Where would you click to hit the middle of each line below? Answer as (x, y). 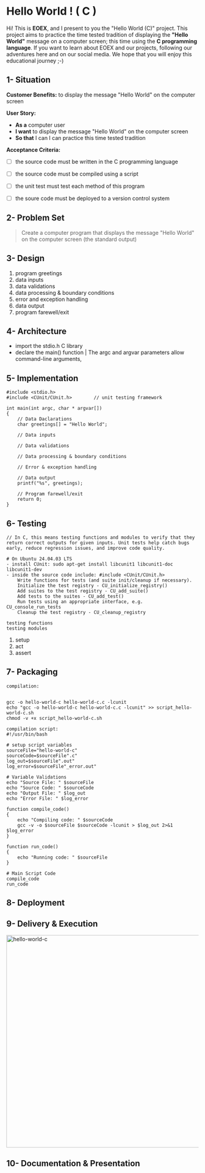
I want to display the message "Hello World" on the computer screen (102, 131)
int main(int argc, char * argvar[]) (54, 409)
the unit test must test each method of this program (80, 186)
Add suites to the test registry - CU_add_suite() (83, 591)
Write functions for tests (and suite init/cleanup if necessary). (105, 580)
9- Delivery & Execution (52, 924)
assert (23, 653)
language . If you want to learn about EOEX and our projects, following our (99, 48)
